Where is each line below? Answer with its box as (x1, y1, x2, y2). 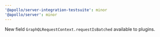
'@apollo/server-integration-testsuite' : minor (5, 7, 108, 13)
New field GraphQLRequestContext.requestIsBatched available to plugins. (5, 26, 155, 32)
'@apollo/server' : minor (5, 12, 57, 17)
